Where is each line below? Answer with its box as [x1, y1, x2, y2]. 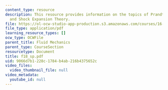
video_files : [5, 63, 32, 68]
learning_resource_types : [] [5, 30, 66, 35]
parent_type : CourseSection [5, 44, 64, 49]
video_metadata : [5, 72, 39, 77]
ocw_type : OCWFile [5, 35, 43, 40]
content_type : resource [5, 7, 55, 12]
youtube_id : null [9, 77, 46, 82]
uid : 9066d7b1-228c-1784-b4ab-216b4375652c [5, 58, 97, 63]
